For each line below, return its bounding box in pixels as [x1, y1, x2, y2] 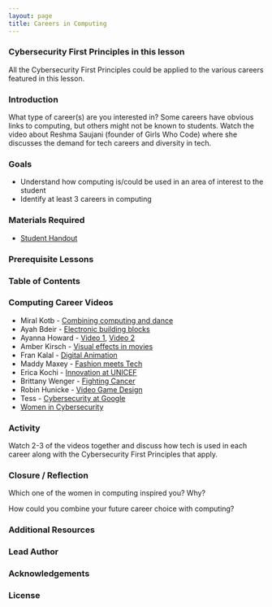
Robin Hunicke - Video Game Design [19, 384, 144, 395]
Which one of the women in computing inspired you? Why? [8, 488, 206, 498]
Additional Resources [8, 524, 95, 535]
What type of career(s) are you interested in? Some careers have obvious [8, 112, 254, 122]
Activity [8, 422, 41, 434]
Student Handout [19, 233, 78, 242]
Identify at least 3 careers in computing [19, 194, 152, 204]
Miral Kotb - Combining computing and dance [19, 315, 174, 325]
